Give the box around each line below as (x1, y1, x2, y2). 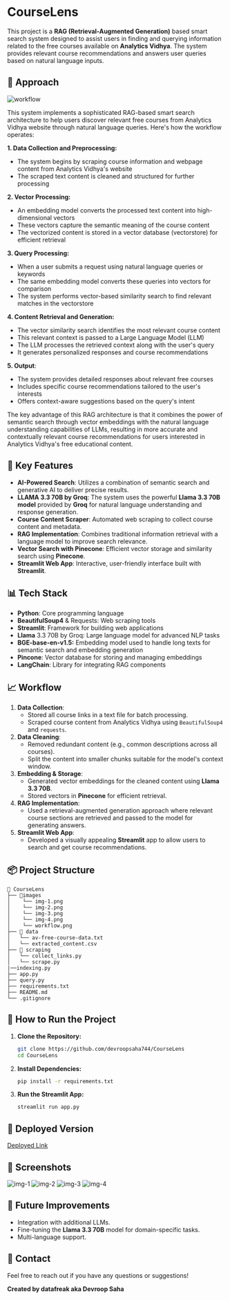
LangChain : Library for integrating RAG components (17, 660, 166, 669)
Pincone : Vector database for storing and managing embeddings (17, 653, 202, 662)
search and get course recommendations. (27, 843, 147, 851)
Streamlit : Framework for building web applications (17, 624, 164, 632)
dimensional (17, 213, 52, 222)
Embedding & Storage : (17, 770, 83, 778)
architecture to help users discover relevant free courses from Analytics (7, 116, 212, 124)
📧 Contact (7, 1253, 51, 1265)
